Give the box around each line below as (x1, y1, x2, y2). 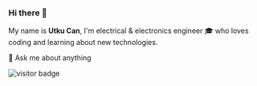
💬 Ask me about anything (8, 53, 92, 63)
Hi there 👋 (8, 7, 48, 18)
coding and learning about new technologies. (8, 38, 158, 47)
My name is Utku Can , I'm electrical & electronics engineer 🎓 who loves (8, 26, 249, 35)
